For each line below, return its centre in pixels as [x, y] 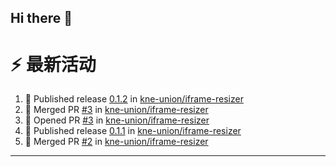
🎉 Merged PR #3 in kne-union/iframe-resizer [116, 110]
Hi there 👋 [41, 18]
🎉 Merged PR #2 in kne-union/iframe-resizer [116, 142]
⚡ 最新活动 [53, 64]
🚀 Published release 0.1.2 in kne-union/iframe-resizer [134, 99]
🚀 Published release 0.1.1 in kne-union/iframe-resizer [133, 131]
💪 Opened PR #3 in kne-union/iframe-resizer [117, 120]
